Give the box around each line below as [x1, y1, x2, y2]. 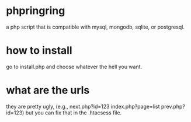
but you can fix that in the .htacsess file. [25, 109, 122, 116]
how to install [6, 44, 72, 57]
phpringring [6, 4, 65, 18]
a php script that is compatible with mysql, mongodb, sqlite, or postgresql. [6, 23, 185, 30]
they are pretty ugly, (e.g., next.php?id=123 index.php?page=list [6, 103, 160, 110]
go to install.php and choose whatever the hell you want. [6, 63, 143, 70]
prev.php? [161, 103, 186, 110]
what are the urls [6, 83, 90, 97]
